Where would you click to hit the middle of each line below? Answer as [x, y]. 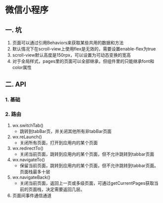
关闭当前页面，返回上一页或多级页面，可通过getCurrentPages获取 [87, 183]
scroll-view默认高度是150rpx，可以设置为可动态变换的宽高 [71, 55]
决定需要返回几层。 [65, 189]
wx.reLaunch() [27, 137]
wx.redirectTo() [28, 148]
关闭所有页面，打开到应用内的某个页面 [59, 142]
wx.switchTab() [28, 125]
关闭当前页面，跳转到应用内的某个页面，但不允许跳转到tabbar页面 [87, 154]
